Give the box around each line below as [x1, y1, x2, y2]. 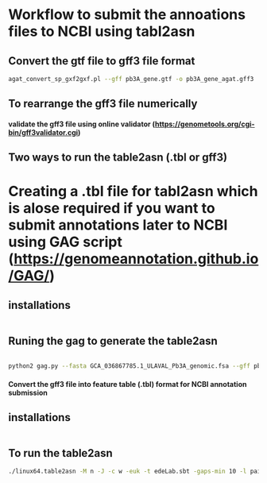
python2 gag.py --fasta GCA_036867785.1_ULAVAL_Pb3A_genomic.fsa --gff [8, 362, 250, 370]
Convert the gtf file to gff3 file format [8, 54, 195, 68]
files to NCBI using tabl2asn [8, 22, 195, 41]
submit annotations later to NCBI [8, 216, 228, 234]
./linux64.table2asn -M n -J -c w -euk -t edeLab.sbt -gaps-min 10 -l [8, 467, 247, 476]
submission [8, 388, 48, 397]
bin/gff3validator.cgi [8, 127, 79, 137]
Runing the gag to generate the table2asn [8, 334, 219, 347]
